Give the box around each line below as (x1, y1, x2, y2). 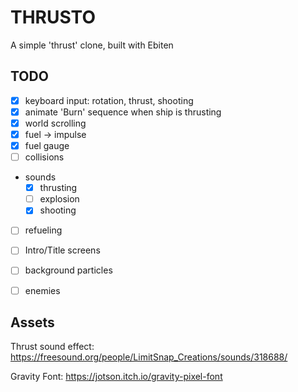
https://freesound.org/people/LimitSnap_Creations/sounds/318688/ (10, 351, 288, 363)
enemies (24, 284, 61, 296)
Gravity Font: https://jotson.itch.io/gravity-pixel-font (10, 371, 223, 383)
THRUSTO (10, 6, 96, 29)
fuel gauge (24, 140, 70, 151)
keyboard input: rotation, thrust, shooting (24, 94, 194, 106)
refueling (24, 224, 63, 236)
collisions (24, 151, 65, 163)
